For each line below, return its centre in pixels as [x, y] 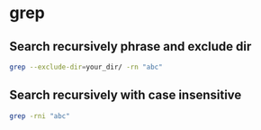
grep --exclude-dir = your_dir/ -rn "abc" [86, 67]
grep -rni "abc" [40, 116]
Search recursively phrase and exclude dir [130, 46]
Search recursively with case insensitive [126, 95]
